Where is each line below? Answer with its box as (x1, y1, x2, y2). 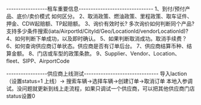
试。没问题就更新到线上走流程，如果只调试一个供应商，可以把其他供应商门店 (6, 85, 195, 92)
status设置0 (6, 92, 35, 100)
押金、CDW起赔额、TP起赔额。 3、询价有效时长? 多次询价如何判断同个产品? (6, 20, 194, 27)
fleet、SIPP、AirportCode (6, 57, 70, 64)
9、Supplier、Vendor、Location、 (96, 50, 181, 57)
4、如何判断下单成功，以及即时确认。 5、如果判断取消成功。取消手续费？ (6, 35, 187, 42)
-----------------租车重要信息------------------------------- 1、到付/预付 (6, 5, 185, 12)
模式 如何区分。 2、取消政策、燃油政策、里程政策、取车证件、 (39, 13, 193, 20)
